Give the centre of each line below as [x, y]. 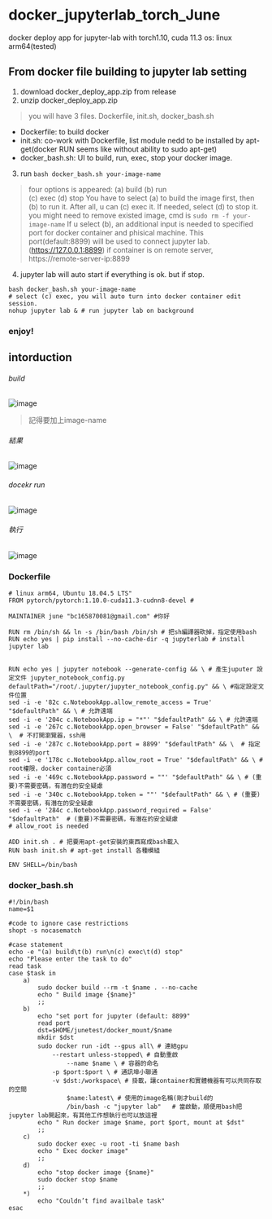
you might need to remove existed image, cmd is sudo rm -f [129, 215]
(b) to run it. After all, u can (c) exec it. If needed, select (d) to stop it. [143, 206]
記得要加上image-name [67, 420]
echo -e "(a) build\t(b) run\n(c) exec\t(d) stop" [96, 952]
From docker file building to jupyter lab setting [128, 72]
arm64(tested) [32, 46]
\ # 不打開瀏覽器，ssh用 [47, 736]
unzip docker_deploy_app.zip [69, 100]
